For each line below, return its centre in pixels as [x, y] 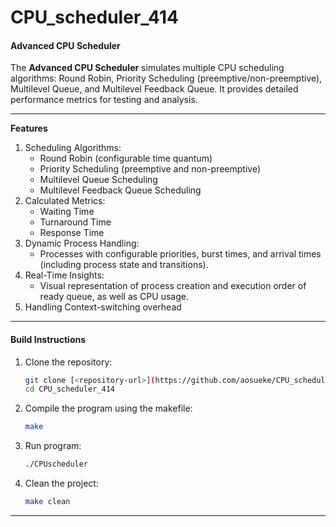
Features [29, 128]
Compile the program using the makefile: [108, 408]
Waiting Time [67, 212]
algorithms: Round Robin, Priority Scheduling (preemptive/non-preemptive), [166, 78]
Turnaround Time [75, 222]
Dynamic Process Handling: [82, 243]
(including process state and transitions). [124, 265]
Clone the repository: [68, 362]
